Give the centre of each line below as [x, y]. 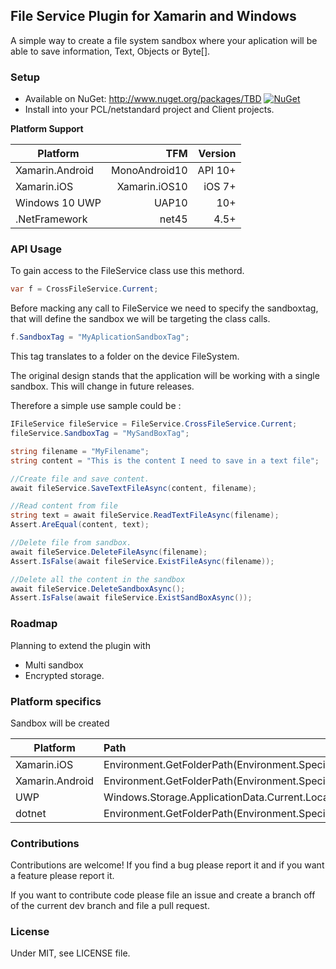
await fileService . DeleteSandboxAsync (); [98, 589]
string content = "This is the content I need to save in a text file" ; [165, 460]
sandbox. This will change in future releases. [102, 386]
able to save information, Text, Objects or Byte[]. [110, 51]
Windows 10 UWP [58, 203]
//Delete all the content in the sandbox [98, 579]
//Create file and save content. [80, 479]
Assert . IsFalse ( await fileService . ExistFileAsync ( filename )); [142, 561]
